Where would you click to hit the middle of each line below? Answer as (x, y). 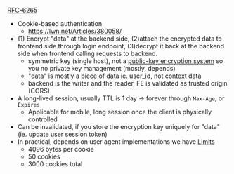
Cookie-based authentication (60, 24)
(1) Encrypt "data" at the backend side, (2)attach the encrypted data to (120, 39)
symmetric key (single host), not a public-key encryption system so (125, 61)
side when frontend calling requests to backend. (87, 53)
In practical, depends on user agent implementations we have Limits (116, 142)
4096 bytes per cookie (61, 149)
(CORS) (39, 91)
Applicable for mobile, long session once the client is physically (120, 112)
